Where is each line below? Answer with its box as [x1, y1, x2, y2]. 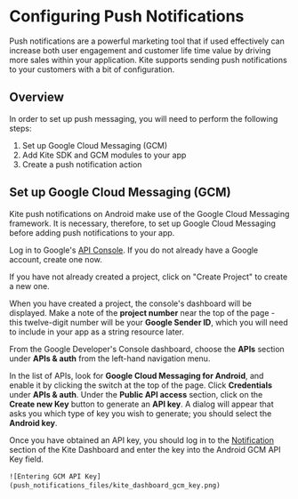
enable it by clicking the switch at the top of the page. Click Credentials [9, 380, 273, 390]
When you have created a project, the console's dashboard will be [9, 298, 252, 309]
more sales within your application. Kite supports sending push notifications [9, 54, 287, 65]
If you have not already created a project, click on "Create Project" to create [9, 271, 288, 282]
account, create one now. [9, 254, 102, 264]
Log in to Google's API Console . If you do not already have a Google [9, 245, 259, 255]
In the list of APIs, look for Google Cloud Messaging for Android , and [9, 370, 264, 381]
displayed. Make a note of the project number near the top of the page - [9, 307, 276, 318]
